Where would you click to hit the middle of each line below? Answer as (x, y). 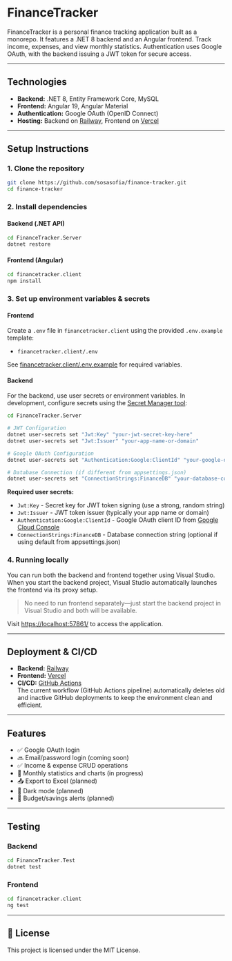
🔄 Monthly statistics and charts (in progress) (80, 773)
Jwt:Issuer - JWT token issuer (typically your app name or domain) (113, 513)
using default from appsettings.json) (69, 542)
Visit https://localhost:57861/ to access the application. (85, 623)
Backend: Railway (43, 668)
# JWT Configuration (37, 428)
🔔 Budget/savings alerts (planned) (66, 798)
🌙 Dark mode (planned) (50, 791)
